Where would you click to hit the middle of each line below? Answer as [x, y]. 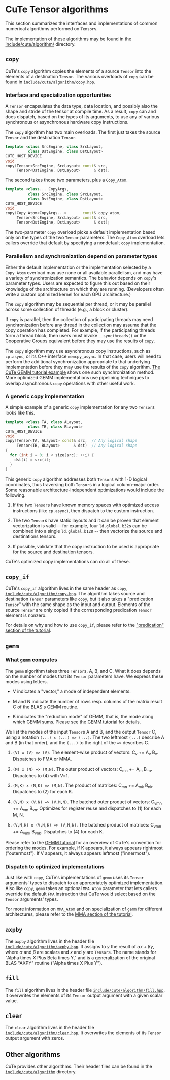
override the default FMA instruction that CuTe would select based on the [80, 894]
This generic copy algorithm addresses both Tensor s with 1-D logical [76, 479]
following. [15, 495]
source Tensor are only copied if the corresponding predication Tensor [79, 610]
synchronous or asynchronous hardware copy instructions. [67, 122]
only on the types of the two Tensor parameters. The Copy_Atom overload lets [85, 238]
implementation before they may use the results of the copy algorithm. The [83, 367]
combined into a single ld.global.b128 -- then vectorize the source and [87, 531]
